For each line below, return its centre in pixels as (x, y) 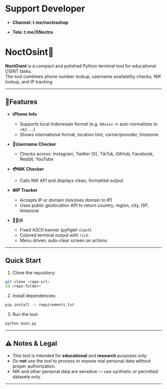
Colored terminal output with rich (54, 235)
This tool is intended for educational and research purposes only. (80, 355)
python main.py (21, 323)
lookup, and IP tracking (29, 81)
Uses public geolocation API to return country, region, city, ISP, (84, 205)
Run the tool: (25, 314)
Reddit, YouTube (37, 159)
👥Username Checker (34, 144)
